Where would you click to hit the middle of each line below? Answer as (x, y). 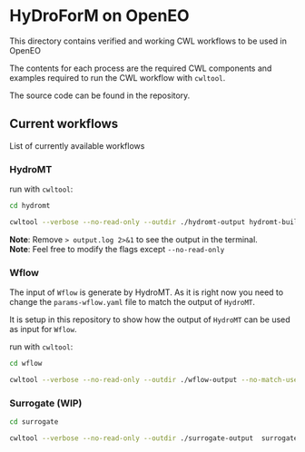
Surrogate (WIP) (46, 403)
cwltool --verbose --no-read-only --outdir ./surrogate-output (132, 438)
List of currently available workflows (77, 145)
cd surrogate (34, 422)
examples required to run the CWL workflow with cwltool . (118, 77)
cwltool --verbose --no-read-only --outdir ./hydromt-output (128, 222)
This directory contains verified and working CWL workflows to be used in (148, 41)
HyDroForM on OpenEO (99, 16)
